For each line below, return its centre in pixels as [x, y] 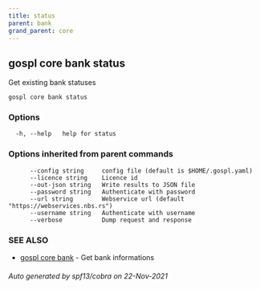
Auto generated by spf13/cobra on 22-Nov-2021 [88, 276]
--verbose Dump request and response [111, 220]
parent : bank [30, 23]
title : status [32, 16]
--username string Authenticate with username [112, 213]
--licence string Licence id [83, 177]
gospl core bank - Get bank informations [87, 258]
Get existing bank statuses [52, 83]
